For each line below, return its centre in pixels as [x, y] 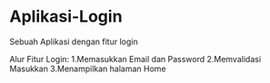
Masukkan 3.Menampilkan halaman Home [88, 69]
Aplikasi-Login [66, 17]
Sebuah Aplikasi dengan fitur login [74, 41]
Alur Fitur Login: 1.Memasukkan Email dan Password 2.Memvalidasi [135, 59]
